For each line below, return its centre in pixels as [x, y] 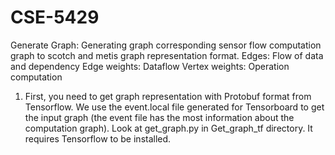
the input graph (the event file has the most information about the [159, 117]
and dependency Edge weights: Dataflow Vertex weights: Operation [150, 66]
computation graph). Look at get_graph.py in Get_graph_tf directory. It [168, 128]
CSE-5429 [55, 17]
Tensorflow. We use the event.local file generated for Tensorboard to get [174, 107]
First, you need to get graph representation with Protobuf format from [168, 96]
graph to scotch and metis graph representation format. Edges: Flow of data [167, 55]
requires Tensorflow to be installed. [98, 138]
